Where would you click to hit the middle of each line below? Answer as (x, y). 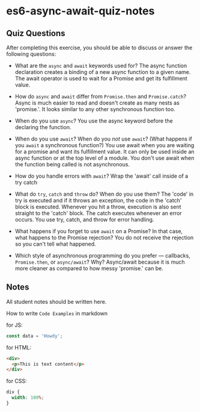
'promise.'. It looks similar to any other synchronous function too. (95, 109)
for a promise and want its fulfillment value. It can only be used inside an (105, 152)
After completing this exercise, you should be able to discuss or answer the (99, 47)
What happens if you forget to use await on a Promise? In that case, (99, 231)
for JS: (14, 325)
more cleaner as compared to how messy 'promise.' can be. (89, 268)
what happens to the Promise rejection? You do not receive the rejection (104, 238)
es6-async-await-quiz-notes (80, 11)
